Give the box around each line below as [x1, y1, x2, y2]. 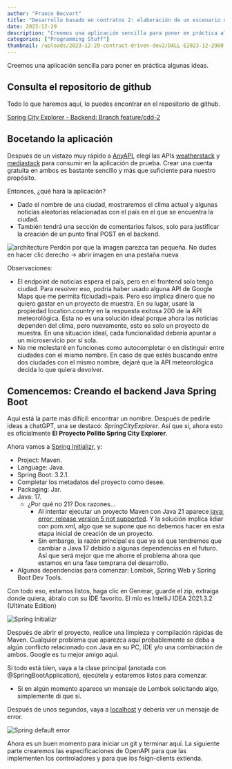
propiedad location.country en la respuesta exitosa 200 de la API [17, 306, 202, 315]
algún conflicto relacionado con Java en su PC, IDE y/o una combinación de [7, 643, 223, 651]
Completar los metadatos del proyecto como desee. [17, 478, 165, 486]
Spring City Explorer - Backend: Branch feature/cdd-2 [7, 113, 161, 121]
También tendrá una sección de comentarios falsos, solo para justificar [17, 222, 220, 230]
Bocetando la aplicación [7, 133, 113, 145]
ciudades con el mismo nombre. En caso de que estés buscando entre [17, 351, 218, 359]
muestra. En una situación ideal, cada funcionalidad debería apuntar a [17, 328, 216, 337]
